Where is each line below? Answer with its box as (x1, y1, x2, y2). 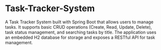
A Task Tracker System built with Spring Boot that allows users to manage (5, 19, 154, 25)
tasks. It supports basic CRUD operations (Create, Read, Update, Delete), (5, 24, 152, 30)
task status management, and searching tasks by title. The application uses (5, 29, 157, 35)
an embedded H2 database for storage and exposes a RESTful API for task (5, 34, 155, 40)
